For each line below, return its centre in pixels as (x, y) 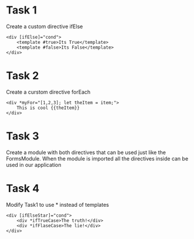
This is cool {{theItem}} (48, 108)
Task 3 (23, 136)
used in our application (34, 165)
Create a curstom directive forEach (48, 92)
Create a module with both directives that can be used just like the (86, 152)
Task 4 (23, 189)
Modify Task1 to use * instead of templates (58, 204)
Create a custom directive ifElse (45, 26)
